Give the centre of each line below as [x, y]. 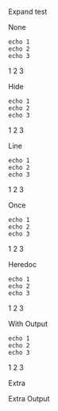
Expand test [28, 12]
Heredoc [23, 264]
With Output [28, 324]
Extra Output [29, 399]
